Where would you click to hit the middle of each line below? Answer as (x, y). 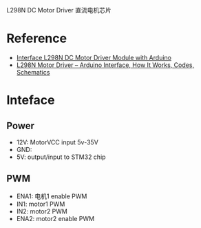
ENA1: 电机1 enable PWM (52, 196)
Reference (36, 38)
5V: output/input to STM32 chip (61, 157)
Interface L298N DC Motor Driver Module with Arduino (94, 57)
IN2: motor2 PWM (42, 211)
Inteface (31, 101)
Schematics (33, 72)
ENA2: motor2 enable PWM (55, 218)
